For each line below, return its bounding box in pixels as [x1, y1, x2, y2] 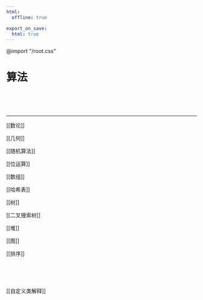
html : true [11, 31, 39, 37]
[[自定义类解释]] [6, 287, 47, 295]
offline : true [11, 14, 47, 21]
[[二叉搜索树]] [6, 212, 41, 219]
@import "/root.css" [6, 48, 56, 55]
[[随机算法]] [6, 147, 36, 155]
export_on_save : [6, 25, 47, 31]
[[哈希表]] [6, 186, 30, 193]
